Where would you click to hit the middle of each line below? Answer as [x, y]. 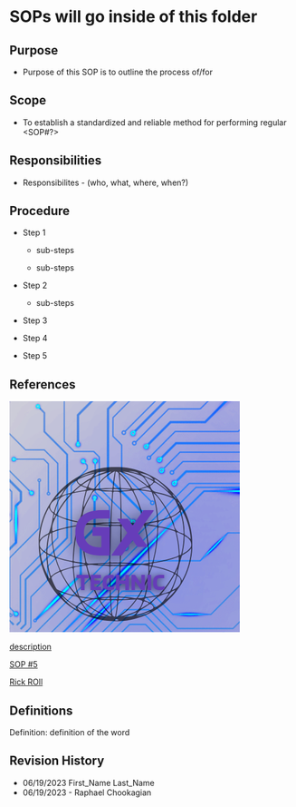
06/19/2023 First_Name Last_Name [89, 782]
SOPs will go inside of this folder [134, 17]
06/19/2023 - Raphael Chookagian [87, 792]
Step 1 [34, 232]
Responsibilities [56, 161]
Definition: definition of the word [70, 733]
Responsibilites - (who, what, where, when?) [105, 182]
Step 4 [35, 339]
